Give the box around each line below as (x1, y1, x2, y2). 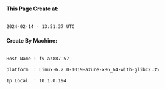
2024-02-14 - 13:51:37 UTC (6, 24, 75, 30)
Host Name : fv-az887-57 (6, 55, 69, 62)
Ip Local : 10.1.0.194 (6, 78, 67, 84)
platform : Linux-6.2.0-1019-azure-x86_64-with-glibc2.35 (6, 67, 160, 73)
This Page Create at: (6, 5, 59, 12)
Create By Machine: (6, 37, 58, 44)
